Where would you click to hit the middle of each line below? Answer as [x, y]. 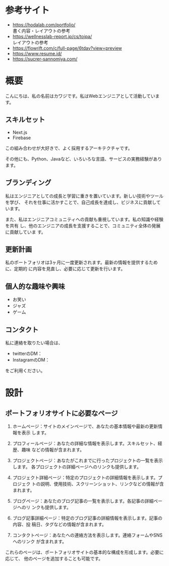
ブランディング [28, 183]
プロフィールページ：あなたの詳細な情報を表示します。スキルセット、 [85, 443]
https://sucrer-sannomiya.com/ [45, 59]
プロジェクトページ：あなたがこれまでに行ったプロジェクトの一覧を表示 [88, 460]
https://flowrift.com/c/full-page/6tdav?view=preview [67, 48]
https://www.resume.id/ [37, 53]
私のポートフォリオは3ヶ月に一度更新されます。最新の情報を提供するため [81, 262]
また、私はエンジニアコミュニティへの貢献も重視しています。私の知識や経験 [84, 219]
